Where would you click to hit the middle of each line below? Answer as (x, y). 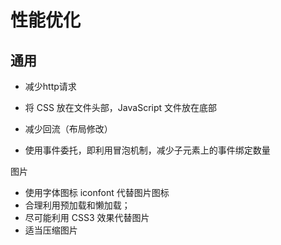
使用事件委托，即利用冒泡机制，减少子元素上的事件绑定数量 (147, 150)
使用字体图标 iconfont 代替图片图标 (97, 192)
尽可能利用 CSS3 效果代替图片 (87, 217)
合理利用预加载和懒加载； (77, 205)
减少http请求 (50, 86)
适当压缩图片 (51, 230)
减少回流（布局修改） (68, 129)
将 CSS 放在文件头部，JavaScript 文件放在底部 (121, 107)
